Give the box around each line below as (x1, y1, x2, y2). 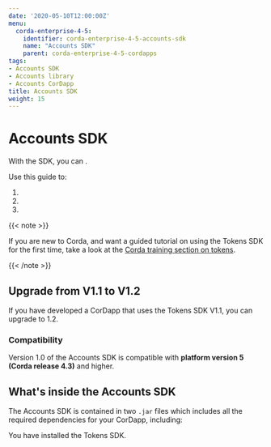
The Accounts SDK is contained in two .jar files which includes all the (8, 407, 243, 416)
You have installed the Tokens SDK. (8, 431, 127, 441)
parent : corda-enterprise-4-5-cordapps (23, 49, 158, 57)
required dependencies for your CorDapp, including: (8, 415, 183, 425)
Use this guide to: (8, 172, 67, 182)
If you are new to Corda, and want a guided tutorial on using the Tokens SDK (8, 236, 264, 246)
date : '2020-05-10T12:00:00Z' (8, 11, 111, 20)
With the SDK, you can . (8, 156, 87, 166)
